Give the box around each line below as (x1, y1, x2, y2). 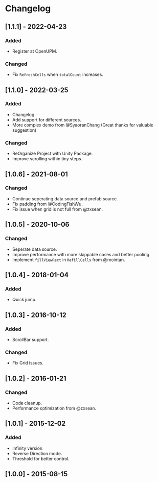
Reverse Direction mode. (12, 450, 62, 456)
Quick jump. (12, 297, 37, 303)
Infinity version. (12, 445, 44, 451)
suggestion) (12, 127, 37, 133)
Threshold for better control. (12, 456, 69, 461)
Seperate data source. (12, 246, 57, 252)
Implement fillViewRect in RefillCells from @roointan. (12, 257, 125, 263)
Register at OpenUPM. (12, 48, 58, 54)
